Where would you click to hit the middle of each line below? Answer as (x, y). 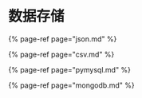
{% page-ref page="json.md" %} (63, 39)
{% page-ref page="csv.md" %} (61, 54)
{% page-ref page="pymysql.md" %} (70, 69)
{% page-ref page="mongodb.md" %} (71, 85)
